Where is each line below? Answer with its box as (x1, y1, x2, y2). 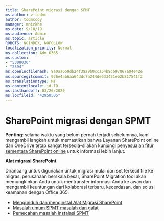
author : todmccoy (5, 17, 42, 22)
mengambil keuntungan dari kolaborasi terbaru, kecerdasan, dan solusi (5, 184, 155, 190)
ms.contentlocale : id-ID (5, 83, 58, 88)
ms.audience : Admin (5, 31, 47, 36)
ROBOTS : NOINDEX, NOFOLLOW (5, 41, 63, 46)
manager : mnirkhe (5, 21, 42, 27)
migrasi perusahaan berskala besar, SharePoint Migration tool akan (5, 173, 147, 179)
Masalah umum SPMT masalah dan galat (12, 205, 99, 211)
